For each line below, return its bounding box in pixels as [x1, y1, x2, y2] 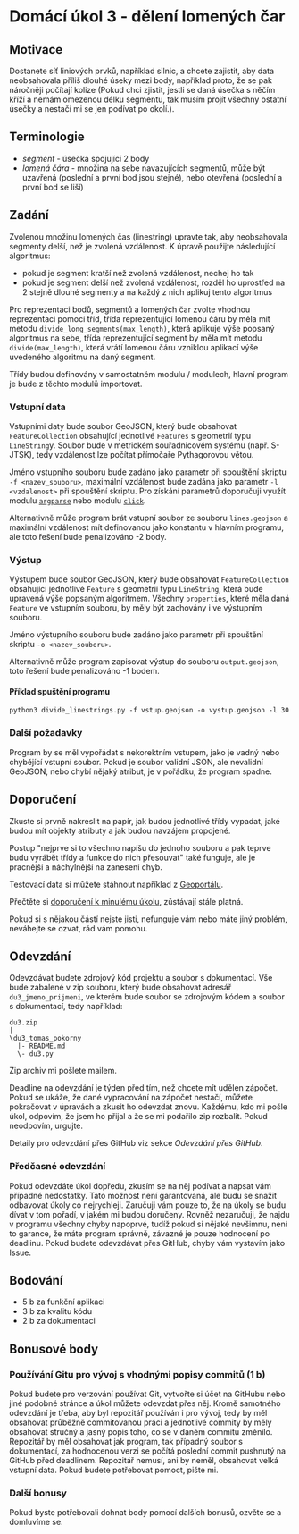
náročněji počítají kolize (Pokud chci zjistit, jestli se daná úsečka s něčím [9, 85, 276, 95]
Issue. [9, 1247, 32, 1258]
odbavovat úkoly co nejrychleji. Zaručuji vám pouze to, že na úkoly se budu [9, 1200, 287, 1210]
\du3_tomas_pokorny [9, 1034, 82, 1043]
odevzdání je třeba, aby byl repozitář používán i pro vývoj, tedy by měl [9, 1408, 268, 1419]
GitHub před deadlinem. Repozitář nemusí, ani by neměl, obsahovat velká [9, 1455, 279, 1466]
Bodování [9, 1273, 63, 1288]
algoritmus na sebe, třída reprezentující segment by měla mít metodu [9, 333, 262, 343]
